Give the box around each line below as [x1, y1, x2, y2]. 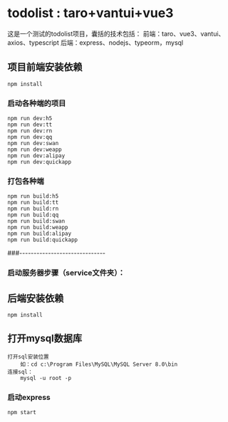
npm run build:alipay [7, 230, 72, 238]
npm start [7, 409, 37, 416]
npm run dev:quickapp [7, 159, 72, 166]
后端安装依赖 [7, 292, 64, 304]
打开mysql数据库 [7, 332, 83, 344]
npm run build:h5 [7, 193, 59, 200]
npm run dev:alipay [7, 152, 66, 159]
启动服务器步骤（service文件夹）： [7, 268, 125, 278]
